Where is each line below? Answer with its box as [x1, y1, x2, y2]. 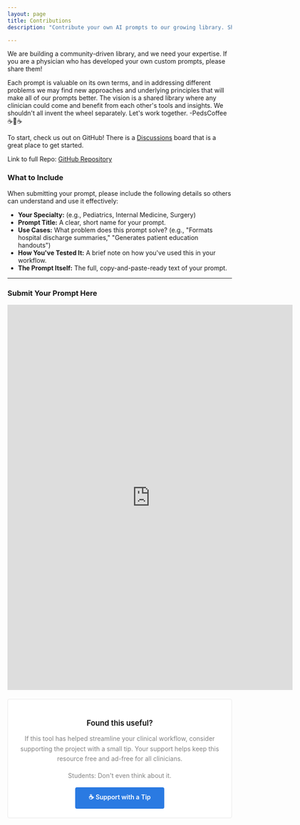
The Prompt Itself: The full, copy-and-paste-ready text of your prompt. [17, 264, 227, 272]
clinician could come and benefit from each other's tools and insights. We [7, 101, 224, 110]
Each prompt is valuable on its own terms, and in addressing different [7, 79, 212, 87]
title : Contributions [7, 17, 72, 24]
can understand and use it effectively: [7, 196, 119, 205]
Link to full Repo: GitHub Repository [7, 155, 113, 164]
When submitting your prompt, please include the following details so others [7, 189, 232, 197]
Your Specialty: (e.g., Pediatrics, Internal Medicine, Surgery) [17, 210, 196, 219]
